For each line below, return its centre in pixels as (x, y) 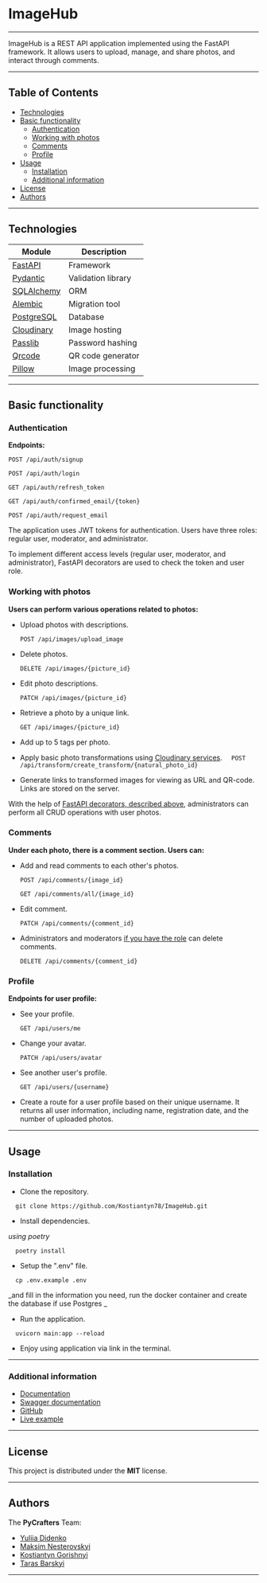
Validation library (100, 278)
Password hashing (103, 342)
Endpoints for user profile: (52, 999)
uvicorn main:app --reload (60, 1333)
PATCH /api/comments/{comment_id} (77, 923)
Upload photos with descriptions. (74, 624)
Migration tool (95, 303)
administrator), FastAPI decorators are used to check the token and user (126, 563)
